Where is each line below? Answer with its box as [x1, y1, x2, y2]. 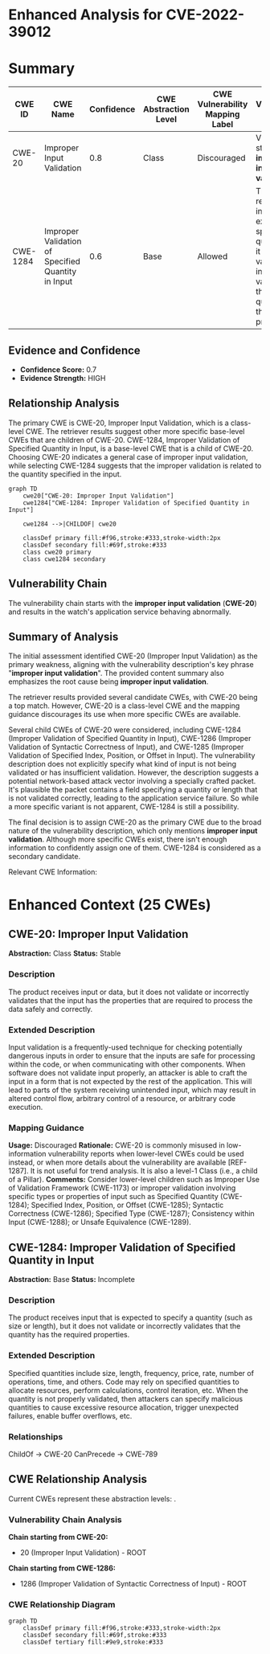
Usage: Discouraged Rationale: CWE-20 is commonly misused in [8, 1140, 225, 1150]
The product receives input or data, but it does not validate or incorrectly [8, 987, 249, 997]
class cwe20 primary [22, 548, 92, 556]
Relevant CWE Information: [8, 867, 98, 877]
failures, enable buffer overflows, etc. [8, 1410, 133, 1420]
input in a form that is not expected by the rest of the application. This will [8, 1076, 252, 1086]
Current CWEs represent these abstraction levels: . [8, 1493, 177, 1504]
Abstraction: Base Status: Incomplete [8, 1275, 135, 1284]
